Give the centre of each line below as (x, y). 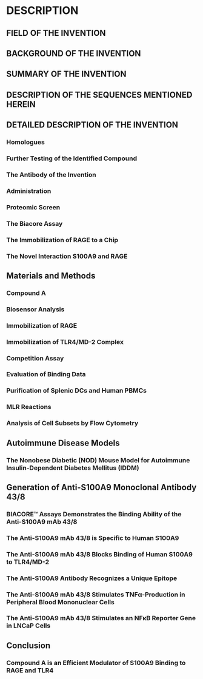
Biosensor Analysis (35, 309)
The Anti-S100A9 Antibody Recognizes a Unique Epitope (92, 578)
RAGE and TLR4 (30, 670)
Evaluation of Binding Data (46, 374)
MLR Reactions (29, 407)
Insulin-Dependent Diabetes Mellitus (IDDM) (73, 468)
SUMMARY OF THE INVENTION (66, 74)
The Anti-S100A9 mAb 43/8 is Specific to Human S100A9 (93, 538)
